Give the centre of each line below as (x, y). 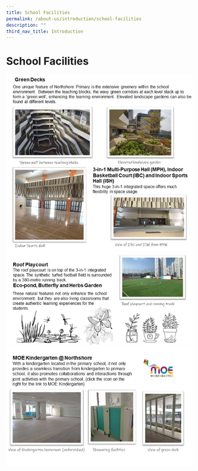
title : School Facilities (38, 12)
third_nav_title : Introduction (45, 31)
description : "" (26, 25)
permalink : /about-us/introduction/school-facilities (74, 19)
